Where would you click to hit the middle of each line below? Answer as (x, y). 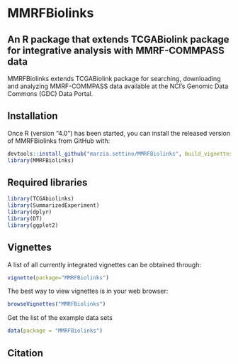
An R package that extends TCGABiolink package (118, 39)
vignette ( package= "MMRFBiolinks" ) (58, 278)
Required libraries (47, 182)
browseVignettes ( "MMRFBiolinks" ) (57, 304)
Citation (25, 353)
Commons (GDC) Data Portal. (50, 93)
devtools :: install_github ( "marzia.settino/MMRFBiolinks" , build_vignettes (120, 154)
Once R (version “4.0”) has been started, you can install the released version (119, 133)
